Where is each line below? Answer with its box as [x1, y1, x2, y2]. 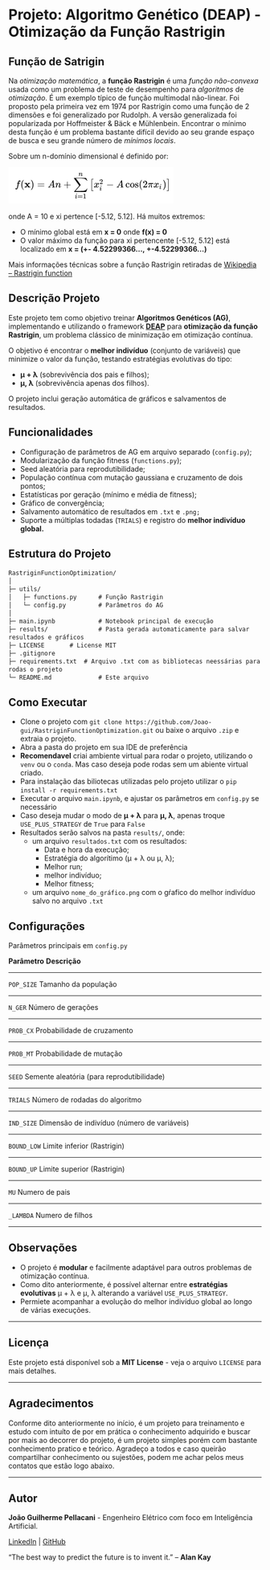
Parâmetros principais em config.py [8, 941, 128, 951]
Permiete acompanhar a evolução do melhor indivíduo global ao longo [19, 1296, 253, 1306]
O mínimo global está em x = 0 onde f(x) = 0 [19, 227, 167, 236]
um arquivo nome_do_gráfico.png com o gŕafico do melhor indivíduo [31, 888, 256, 897]
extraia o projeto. [19, 734, 77, 744]
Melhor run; [43, 862, 83, 872]
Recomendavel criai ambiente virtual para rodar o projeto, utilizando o [19, 751, 253, 761]
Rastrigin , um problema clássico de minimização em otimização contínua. [8, 329, 253, 339]
